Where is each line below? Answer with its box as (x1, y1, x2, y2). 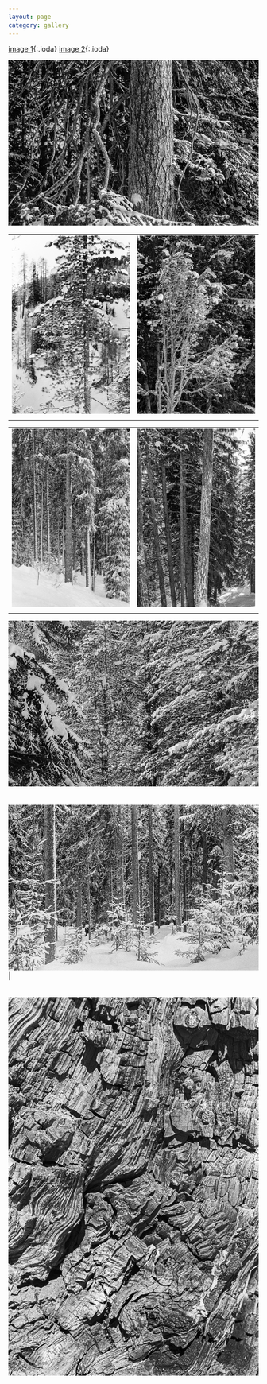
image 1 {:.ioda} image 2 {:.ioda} (8, 44, 110, 53)
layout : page (8, 13, 52, 21)
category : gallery (8, 21, 69, 29)
